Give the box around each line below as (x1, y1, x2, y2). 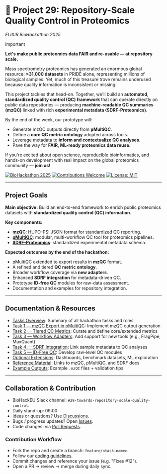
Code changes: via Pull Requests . (12, 424, 81, 430)
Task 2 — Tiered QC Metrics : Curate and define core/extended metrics (12, 328, 158, 334)
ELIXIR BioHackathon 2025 (5, 31, 61, 37)
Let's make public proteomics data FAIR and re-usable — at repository (5, 51, 153, 57)
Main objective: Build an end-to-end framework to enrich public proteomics (5, 204, 161, 210)
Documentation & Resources (5, 304, 96, 313)
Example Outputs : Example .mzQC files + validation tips (12, 365, 124, 371)
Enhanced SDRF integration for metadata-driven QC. (12, 275, 122, 281)
